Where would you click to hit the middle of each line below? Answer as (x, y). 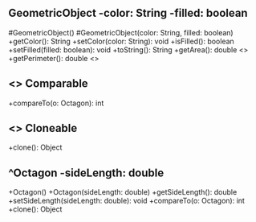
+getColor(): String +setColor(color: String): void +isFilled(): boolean (121, 41)
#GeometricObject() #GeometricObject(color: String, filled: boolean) (121, 32)
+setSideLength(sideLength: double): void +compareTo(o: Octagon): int (126, 201)
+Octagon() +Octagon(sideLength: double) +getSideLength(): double (123, 192)
